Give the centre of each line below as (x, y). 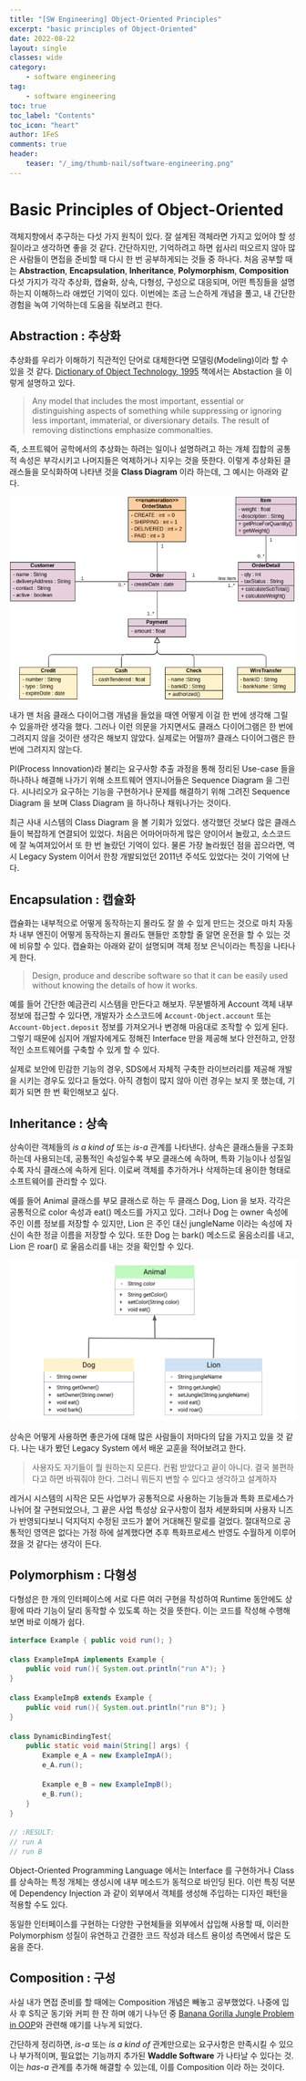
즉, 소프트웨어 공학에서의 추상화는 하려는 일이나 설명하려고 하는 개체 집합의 (142, 449)
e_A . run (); (63, 1765)
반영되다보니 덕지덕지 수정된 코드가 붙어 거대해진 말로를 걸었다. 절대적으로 (150, 1521)
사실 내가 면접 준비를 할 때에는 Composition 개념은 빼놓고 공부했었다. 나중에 (145, 2002)
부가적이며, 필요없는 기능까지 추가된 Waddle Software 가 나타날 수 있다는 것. (156, 2055)
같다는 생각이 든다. (69, 1543)
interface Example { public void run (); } (91, 1640)
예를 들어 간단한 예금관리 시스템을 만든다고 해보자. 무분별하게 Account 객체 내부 (151, 1004)
